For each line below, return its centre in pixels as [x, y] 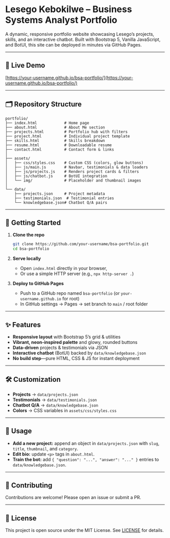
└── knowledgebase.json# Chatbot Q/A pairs [61, 203]
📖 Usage [18, 431]
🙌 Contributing [29, 485]
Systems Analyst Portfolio [61, 20]
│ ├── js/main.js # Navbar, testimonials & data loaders [77, 167]
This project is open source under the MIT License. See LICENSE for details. [84, 530]
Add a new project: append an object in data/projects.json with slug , [86, 443]
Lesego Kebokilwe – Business [69, 9]
